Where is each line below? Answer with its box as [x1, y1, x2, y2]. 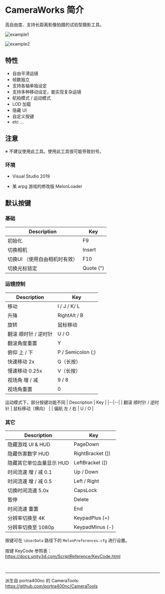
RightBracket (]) [73, 450, 110, 457]
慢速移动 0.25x [7, 367, 43, 374]
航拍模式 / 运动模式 [12, 95, 51, 101]
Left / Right [73, 478, 99, 485]
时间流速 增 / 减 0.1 [7, 469, 53, 476]
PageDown [73, 441, 99, 448]
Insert [82, 246, 96, 253]
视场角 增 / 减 [7, 377, 38, 383]
